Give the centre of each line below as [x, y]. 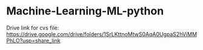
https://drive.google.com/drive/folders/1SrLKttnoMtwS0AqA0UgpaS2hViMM [102, 34]
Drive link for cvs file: [33, 28]
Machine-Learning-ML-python [85, 11]
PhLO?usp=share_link [33, 40]
